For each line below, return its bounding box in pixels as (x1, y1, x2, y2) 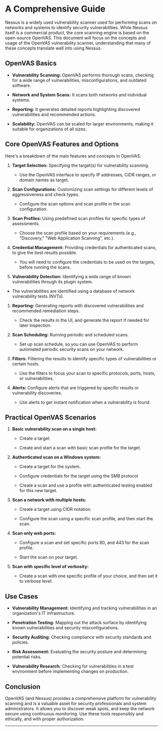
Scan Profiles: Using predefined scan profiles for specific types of (12, 215, 146, 221)
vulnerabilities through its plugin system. (12, 279, 93, 285)
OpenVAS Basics (5, 59, 57, 67)
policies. (12, 639, 29, 645)
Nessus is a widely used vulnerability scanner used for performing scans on (5, 19, 157, 25)
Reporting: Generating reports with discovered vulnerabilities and (12, 302, 144, 308)
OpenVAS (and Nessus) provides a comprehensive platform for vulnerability (5, 696, 157, 701)
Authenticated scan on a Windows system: (12, 454, 101, 460)
